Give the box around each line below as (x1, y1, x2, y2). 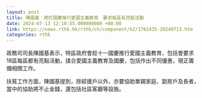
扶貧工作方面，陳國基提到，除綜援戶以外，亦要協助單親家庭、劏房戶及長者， (6, 78, 200, 85)
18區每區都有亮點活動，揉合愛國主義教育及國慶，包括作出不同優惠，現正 (6, 57, 189, 64)
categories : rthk (6, 32, 51, 38)
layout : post (6, 9, 40, 15)
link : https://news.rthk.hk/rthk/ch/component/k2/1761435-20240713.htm (6, 26, 193, 32)
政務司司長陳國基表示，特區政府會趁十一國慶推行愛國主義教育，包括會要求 (6, 50, 194, 57)
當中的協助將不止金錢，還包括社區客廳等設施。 (6, 85, 124, 92)
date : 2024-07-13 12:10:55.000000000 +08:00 (6, 20, 122, 26)
